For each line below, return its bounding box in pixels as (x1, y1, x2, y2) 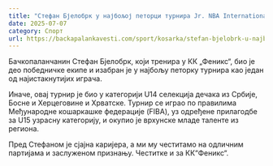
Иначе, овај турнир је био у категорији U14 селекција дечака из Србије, (8, 90, 258, 100)
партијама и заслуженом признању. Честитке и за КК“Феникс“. (8, 148, 229, 158)
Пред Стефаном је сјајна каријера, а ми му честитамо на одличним (8, 139, 244, 150)
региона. (8, 124, 39, 134)
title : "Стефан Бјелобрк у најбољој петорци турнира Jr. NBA (8, 11, 220, 20)
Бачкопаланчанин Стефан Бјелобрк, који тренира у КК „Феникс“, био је (8, 57, 256, 66)
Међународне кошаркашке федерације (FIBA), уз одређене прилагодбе (8, 107, 258, 117)
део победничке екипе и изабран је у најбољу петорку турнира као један (8, 66, 264, 75)
